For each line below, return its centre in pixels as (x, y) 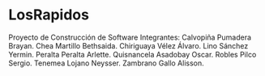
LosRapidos (49, 15)
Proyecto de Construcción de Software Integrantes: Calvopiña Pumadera (130, 37)
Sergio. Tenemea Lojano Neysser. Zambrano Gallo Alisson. (106, 63)
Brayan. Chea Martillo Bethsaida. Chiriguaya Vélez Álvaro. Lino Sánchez (128, 45)
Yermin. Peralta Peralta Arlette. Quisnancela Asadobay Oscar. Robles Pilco (132, 54)
